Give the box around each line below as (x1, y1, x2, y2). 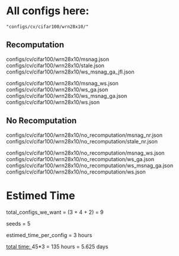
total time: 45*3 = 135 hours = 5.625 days (6, 243, 108, 250)
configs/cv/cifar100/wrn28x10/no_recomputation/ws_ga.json (6, 155, 155, 162)
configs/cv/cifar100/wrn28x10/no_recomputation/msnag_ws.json (6, 149, 165, 156)
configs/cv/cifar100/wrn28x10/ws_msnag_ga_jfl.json (6, 68, 135, 75)
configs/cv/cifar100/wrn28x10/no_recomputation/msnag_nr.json (6, 132, 163, 139)
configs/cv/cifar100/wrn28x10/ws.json (6, 98, 100, 105)
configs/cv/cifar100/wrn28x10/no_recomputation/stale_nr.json (6, 137, 158, 145)
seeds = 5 (6, 220, 31, 227)
